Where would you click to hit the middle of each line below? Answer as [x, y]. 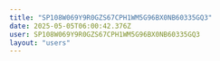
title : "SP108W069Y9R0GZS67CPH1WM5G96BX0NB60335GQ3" [111, 17]
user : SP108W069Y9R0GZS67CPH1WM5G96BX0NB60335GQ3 [105, 34]
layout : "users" [40, 43]
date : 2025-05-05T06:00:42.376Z [70, 26]
